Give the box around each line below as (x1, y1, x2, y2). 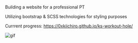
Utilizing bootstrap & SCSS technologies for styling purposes (5, 14, 127, 19)
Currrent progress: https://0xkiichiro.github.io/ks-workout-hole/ (5, 23, 133, 29)
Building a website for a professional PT (5, 4, 85, 10)
